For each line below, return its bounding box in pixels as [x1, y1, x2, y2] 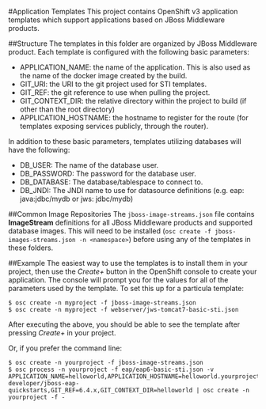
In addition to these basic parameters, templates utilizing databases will [8, 137, 241, 146]
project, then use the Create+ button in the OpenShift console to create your [8, 267, 257, 276]
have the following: [8, 146, 70, 154]
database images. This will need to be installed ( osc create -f [8, 226, 211, 236]
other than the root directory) [19, 104, 116, 114]
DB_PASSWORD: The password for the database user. [19, 169, 196, 178]
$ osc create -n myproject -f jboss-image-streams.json [8, 299, 196, 307]
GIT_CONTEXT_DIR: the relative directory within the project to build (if [19, 97, 247, 105]
